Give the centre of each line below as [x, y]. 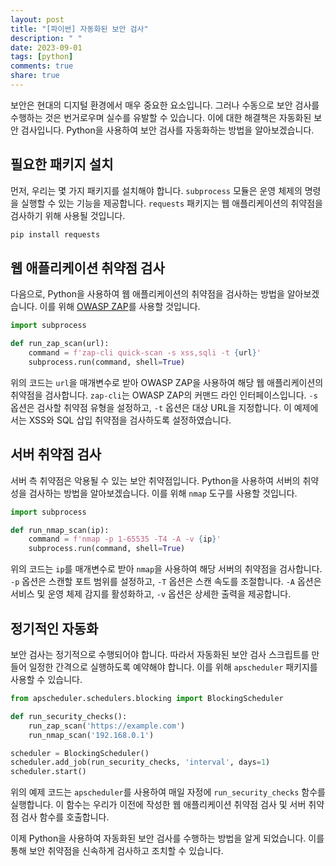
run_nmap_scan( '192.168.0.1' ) [91, 735]
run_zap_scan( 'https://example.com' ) [107, 726]
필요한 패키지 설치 [62, 164]
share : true [35, 76]
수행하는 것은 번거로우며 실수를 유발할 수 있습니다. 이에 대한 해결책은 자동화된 [161, 117]
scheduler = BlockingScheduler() [80, 753]
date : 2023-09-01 [46, 47]
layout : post [37, 19]
